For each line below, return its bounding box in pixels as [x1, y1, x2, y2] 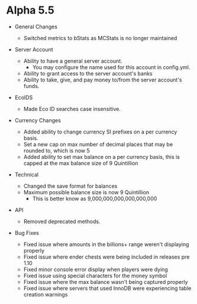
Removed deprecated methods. [23, 218, 101, 225]
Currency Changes [14, 116, 61, 124]
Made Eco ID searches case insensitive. [23, 105, 121, 112]
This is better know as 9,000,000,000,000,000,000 [32, 195, 157, 202]
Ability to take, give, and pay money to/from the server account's [23, 76, 182, 83]
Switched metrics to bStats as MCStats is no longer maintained [23, 34, 177, 41]
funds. [23, 82, 40, 89]
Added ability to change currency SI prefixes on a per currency [23, 128, 177, 135]
